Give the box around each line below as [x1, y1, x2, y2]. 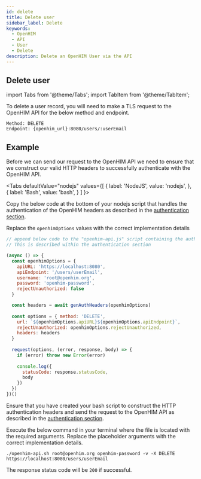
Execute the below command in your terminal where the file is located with [6, 426, 190, 434]
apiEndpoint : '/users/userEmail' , [17, 269, 103, 275]
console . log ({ [17, 363, 52, 370]
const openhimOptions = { [11, 258, 77, 264]
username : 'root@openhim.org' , [17, 274, 95, 281]
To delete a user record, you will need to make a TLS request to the [6, 103, 172, 110]
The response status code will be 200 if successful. [6, 466, 132, 473]
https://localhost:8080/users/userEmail [6, 456, 109, 462]
